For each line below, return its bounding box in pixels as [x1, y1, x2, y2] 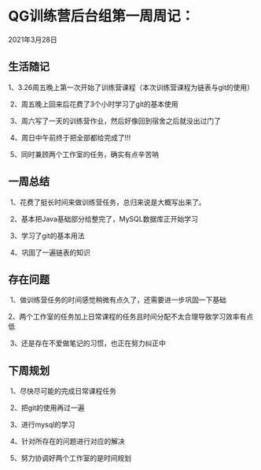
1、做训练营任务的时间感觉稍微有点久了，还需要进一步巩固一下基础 [9, 295, 226, 304]
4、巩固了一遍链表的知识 [9, 248, 90, 257]
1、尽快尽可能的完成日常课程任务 [9, 386, 116, 396]
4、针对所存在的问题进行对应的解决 [9, 437, 125, 446]
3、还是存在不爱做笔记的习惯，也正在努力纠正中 [9, 338, 167, 348]
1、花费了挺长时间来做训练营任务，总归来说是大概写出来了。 [9, 197, 206, 207]
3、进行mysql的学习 [9, 420, 75, 430]
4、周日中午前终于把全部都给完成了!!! [9, 132, 131, 142]
